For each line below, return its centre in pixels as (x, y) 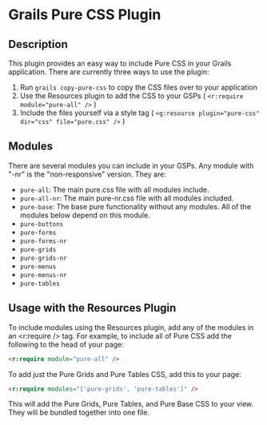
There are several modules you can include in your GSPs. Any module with (131, 165)
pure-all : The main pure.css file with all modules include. (114, 189)
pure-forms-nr (43, 241)
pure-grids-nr (43, 258)
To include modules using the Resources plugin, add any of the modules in (131, 327)
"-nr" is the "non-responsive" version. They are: (87, 174)
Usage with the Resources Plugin (92, 308)
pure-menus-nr (43, 275)
